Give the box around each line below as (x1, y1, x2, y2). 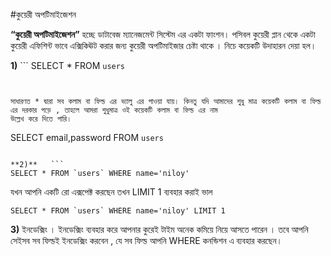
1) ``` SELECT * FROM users (10, 60, 126, 71)
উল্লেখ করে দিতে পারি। (10, 114, 73, 124)
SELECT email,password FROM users (10, 132, 164, 143)
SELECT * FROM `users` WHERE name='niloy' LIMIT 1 (10, 206, 226, 216)
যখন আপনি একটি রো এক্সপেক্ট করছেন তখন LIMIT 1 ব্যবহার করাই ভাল (10, 186, 213, 198)
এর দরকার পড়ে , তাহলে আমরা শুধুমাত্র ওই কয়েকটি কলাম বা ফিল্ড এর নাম (10, 105, 218, 115)
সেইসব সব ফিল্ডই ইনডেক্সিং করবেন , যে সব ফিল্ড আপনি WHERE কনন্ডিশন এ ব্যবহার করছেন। (10, 235, 283, 246)
